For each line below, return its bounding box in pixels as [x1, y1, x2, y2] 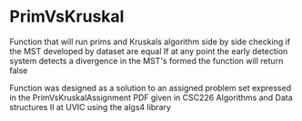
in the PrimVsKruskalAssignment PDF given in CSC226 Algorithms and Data [9, 92, 293, 103]
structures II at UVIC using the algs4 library [9, 101, 171, 112]
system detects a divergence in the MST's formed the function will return [9, 55, 284, 66]
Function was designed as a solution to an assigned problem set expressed [9, 82, 292, 93]
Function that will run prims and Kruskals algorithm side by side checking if [9, 36, 291, 47]
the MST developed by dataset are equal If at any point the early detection [9, 45, 288, 56]
